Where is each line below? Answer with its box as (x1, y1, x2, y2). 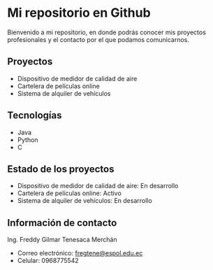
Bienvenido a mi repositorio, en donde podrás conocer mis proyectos (7, 28, 206, 36)
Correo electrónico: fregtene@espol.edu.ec (17, 249, 143, 257)
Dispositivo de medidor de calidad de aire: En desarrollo (17, 182, 179, 190)
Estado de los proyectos (7, 163, 115, 175)
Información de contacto (7, 217, 117, 229)
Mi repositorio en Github (7, 5, 152, 21)
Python (17, 135, 38, 144)
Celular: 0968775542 (17, 257, 79, 265)
